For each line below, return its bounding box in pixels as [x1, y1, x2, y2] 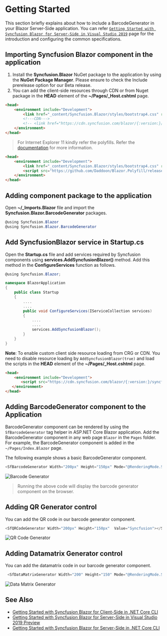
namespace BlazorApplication [5, 281, 66, 286]
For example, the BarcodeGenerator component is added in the [5, 440, 135, 446]
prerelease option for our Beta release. [12, 82, 92, 88]
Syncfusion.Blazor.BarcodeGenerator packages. [5, 210, 107, 216]
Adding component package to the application [5, 191, 152, 200]
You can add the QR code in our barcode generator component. [5, 516, 136, 522]
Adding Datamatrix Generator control [5, 549, 123, 558]
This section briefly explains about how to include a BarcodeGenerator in [5, 20, 155, 26]
